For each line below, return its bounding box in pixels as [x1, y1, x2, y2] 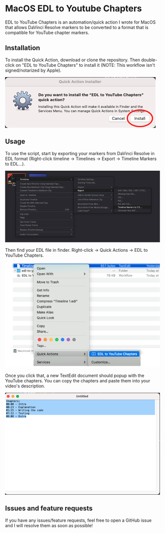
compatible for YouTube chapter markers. [5, 29, 89, 35]
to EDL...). [5, 160, 26, 167]
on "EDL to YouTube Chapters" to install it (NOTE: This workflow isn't [15, 62, 155, 68]
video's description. [5, 383, 45, 389]
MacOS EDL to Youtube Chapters [5, 3, 142, 14]
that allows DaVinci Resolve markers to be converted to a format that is [5, 24, 149, 30]
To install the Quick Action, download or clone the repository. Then [5, 57, 140, 63]
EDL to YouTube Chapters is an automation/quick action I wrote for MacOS [5, 19, 156, 25]
